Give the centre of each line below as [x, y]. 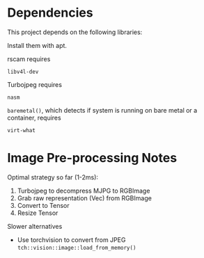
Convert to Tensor [43, 205]
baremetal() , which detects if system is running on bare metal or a [102, 110]
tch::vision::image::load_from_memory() [77, 248]
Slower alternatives [35, 226]
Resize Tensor [38, 213]
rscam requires [29, 59]
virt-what [22, 130]
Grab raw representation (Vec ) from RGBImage [84, 198]
